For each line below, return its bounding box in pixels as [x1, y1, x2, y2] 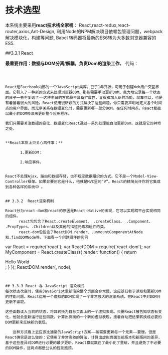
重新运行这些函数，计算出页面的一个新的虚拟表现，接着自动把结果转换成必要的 [24, 314, 162, 319]
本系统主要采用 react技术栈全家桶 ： [5, 22, 78, 28]
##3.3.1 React [5, 50, 34, 56]
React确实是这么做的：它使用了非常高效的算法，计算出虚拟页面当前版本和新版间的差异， [5, 334, 162, 340]
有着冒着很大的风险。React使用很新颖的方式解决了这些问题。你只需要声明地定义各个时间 [5, 100, 162, 105]
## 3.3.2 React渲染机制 [5, 199, 54, 204]
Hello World [5, 259, 30, 265]
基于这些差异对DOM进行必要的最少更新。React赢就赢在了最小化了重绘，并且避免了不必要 [5, 340, 161, 345]
